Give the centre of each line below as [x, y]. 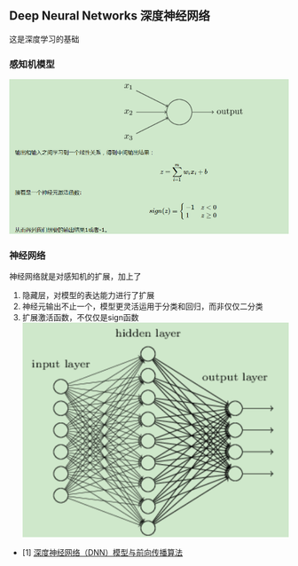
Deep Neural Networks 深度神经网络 [110, 16]
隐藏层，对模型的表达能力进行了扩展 [88, 295]
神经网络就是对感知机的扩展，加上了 [75, 277]
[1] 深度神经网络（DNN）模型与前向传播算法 [102, 553]
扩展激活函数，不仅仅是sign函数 [80, 318]
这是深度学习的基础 [44, 39]
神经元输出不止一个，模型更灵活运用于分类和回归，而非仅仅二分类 [142, 307]
